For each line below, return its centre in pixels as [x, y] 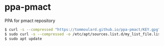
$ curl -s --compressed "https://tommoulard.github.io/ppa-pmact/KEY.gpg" [82, 29]
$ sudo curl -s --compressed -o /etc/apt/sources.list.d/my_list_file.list [83, 34]
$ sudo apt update [23, 39]
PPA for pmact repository [30, 21]
